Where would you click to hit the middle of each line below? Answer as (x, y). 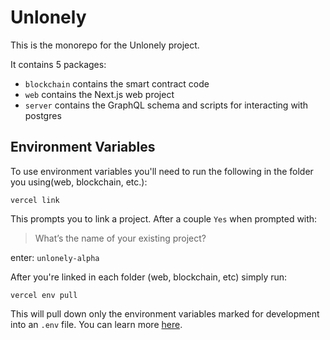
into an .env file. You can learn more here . (96, 324)
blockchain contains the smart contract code (117, 83)
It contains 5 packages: (58, 64)
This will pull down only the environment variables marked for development (165, 313)
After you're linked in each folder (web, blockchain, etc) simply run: (149, 277)
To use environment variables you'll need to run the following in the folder (162, 171)
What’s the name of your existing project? (120, 238)
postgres (43, 115)
